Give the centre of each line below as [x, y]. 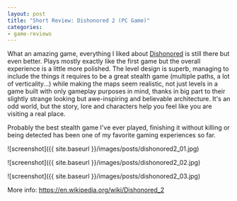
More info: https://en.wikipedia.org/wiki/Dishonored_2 [86, 190]
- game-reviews [30, 34]
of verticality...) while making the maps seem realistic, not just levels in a [112, 84]
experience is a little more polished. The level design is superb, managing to [118, 69]
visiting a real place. [36, 114]
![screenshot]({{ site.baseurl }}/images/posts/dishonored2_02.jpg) [104, 163]
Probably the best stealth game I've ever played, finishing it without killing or [118, 127]
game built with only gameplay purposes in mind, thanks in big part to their [116, 91]
